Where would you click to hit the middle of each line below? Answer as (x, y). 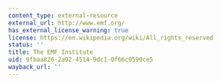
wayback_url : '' (35, 67)
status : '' (26, 45)
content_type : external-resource (63, 15)
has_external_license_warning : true (68, 30)
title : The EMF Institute (51, 52)
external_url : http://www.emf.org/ (67, 23)
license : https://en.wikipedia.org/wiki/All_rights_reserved (111, 38)
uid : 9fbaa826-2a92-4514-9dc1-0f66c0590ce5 (81, 60)
